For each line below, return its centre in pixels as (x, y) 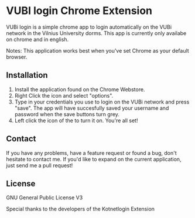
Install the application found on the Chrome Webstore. (80, 89)
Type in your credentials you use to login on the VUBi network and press (102, 102)
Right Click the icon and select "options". (64, 95)
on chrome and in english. (37, 39)
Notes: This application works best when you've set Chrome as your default (97, 50)
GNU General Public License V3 (45, 198)
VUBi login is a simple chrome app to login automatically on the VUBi (89, 27)
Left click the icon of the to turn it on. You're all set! (76, 120)
